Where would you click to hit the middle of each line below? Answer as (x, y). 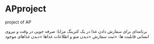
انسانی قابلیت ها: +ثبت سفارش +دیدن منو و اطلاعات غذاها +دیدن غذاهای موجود (77, 36)
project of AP (18, 22)
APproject (26, 9)
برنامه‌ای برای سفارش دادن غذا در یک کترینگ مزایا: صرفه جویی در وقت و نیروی (76, 31)
